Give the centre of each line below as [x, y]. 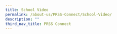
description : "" [22, 19]
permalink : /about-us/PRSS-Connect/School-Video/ [59, 14]
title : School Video [27, 10]
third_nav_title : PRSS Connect [38, 24]
